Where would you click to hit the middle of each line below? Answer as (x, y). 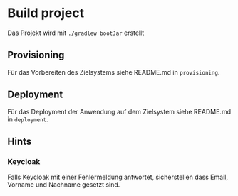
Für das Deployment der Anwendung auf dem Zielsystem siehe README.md (119, 111)
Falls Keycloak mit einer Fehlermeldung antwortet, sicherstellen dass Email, (118, 177)
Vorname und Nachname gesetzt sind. (64, 185)
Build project (46, 13)
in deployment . (28, 119)
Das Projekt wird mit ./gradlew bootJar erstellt (76, 33)
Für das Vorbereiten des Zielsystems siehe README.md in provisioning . (114, 72)
